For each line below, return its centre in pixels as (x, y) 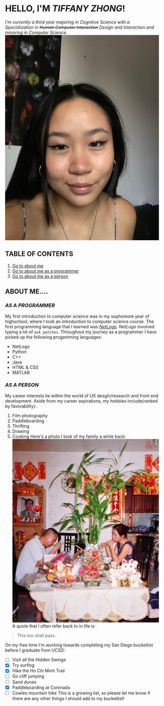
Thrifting (21, 426)
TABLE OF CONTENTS (39, 254)
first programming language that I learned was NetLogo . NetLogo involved (80, 326)
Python (19, 352)
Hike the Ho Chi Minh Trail (38, 671)
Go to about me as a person (40, 276)
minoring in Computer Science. (36, 32)
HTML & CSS (25, 367)
